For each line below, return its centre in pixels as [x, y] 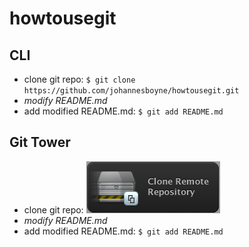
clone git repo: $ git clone [79, 79]
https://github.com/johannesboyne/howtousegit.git [131, 91]
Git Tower [40, 142]
